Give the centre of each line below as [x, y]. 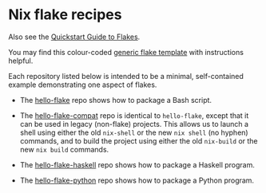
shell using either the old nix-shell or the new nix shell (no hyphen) [134, 132]
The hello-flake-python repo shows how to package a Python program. [137, 180]
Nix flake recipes [65, 15]
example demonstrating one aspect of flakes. [83, 85]
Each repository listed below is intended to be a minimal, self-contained [126, 76]
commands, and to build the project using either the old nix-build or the [139, 140]
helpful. [21, 61]
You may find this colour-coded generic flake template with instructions [126, 52]
